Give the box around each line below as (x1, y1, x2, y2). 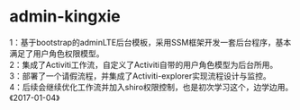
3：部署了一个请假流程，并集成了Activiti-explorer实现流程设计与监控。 (9, 70, 272, 81)
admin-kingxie (9, 6, 122, 27)
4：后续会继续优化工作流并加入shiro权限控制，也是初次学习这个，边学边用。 (9, 81, 294, 92)
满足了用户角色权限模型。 (9, 47, 105, 59)
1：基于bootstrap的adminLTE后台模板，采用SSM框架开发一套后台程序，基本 (9, 37, 292, 47)
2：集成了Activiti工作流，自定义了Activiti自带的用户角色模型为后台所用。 (9, 59, 278, 70)
